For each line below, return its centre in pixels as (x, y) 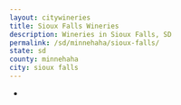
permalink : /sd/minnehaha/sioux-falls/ (85, 43)
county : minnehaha (44, 59)
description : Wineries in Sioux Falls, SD (90, 34)
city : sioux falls (44, 68)
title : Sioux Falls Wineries (64, 26)
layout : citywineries (50, 17)
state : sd (28, 51)
